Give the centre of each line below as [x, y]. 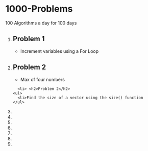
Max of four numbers [43, 79]
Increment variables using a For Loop [59, 51]
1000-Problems [39, 9]
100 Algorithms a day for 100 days [41, 23]
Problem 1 [29, 39]
